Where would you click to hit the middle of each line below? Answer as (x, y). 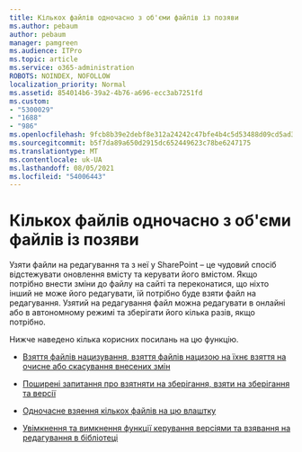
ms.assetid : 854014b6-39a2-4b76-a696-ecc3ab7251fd (106, 93)
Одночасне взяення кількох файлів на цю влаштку (119, 411)
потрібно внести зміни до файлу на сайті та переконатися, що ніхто (139, 284)
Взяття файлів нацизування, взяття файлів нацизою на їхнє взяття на (154, 357)
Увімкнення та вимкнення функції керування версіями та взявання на (156, 429)
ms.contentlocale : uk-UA (56, 160)
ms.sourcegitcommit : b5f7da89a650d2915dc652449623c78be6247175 (130, 143)
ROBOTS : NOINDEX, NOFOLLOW (60, 76)
